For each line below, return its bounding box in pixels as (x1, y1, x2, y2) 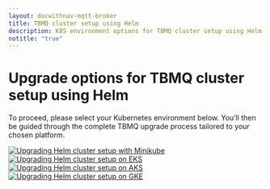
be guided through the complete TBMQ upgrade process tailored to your (8, 122, 251, 132)
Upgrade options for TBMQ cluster (8, 69, 245, 87)
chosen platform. (8, 130, 65, 140)
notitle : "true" (8, 34, 63, 43)
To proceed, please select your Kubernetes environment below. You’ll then (8, 113, 256, 123)
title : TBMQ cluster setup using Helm (8, 19, 139, 27)
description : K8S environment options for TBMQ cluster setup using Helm (8, 27, 263, 35)
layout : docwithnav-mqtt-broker (8, 11, 117, 20)
